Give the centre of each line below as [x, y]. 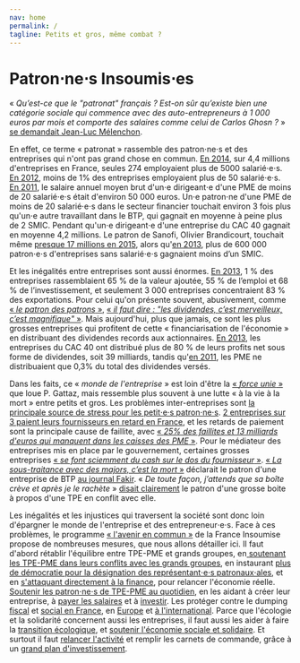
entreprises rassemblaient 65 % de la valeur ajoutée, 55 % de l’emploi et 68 [149, 281]
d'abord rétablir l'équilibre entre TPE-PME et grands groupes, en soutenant [148, 554]
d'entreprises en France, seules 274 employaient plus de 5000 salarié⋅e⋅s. [146, 168]
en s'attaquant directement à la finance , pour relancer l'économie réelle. [142, 582]
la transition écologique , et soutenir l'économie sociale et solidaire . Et [137, 630]
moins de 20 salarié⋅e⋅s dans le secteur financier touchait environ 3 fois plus [150, 206]
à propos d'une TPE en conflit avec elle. [83, 498]
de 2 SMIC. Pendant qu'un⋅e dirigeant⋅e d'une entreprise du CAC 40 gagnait [150, 226]
